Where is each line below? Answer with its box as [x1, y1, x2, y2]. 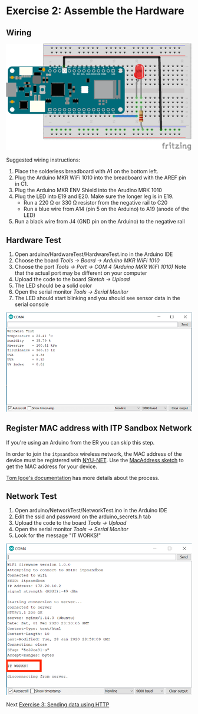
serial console [14, 301, 49, 308]
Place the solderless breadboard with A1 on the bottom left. [14, 168, 159, 175]
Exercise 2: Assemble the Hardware [6, 4, 184, 18]
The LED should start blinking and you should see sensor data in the [14, 295, 181, 302]
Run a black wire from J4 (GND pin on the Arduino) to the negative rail [14, 218, 185, 225]
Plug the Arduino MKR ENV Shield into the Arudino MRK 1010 [14, 187, 162, 194]
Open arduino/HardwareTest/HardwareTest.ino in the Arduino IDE [14, 251, 173, 258]
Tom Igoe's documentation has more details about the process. [6, 474, 160, 481]
